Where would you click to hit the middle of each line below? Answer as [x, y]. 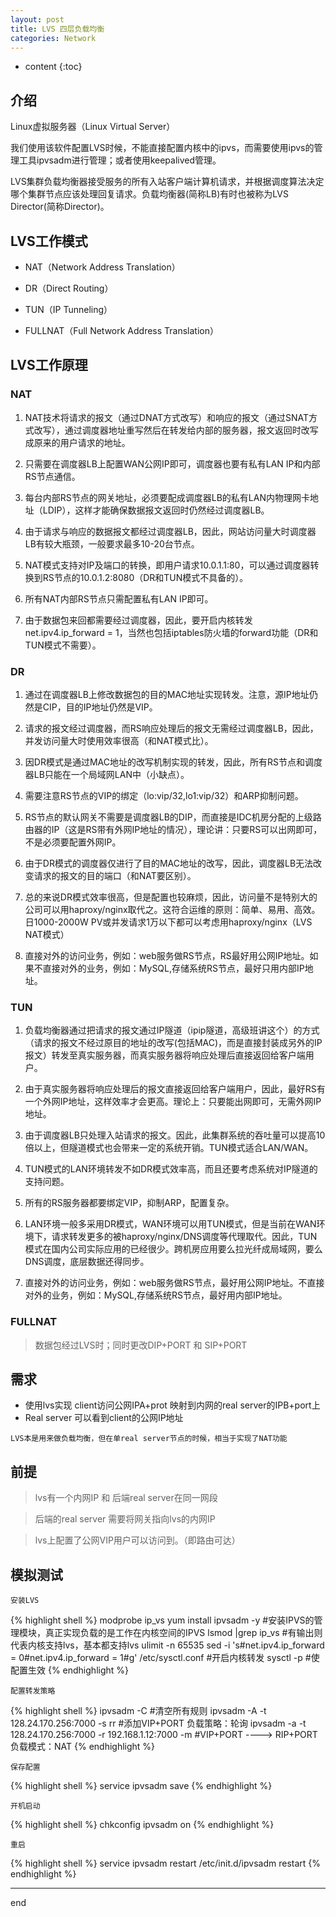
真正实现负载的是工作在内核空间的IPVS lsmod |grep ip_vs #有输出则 [183, 1633]
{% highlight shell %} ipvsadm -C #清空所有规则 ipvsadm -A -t [138, 1711]
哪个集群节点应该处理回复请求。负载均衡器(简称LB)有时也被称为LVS [149, 194]
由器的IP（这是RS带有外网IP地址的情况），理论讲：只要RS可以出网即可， [173, 829]
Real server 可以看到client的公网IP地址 [104, 1418]
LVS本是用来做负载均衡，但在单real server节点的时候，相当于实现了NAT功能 [149, 1439]
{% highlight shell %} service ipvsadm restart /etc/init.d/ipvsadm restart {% [166, 1863]
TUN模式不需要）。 [63, 645]
